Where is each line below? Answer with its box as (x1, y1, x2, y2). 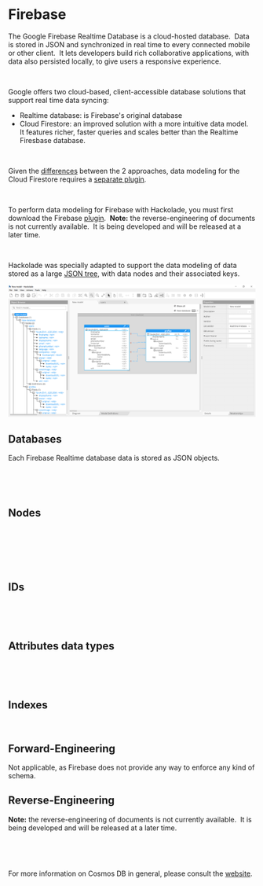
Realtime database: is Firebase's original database (19, 110, 183, 119)
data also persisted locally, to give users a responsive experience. (8, 57, 221, 66)
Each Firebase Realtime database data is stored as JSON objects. (8, 453, 220, 462)
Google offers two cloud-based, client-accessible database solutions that (8, 86, 246, 96)
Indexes (8, 698, 49, 711)
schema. (8, 771, 36, 781)
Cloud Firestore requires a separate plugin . (8, 175, 147, 184)
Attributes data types (8, 639, 115, 653)
